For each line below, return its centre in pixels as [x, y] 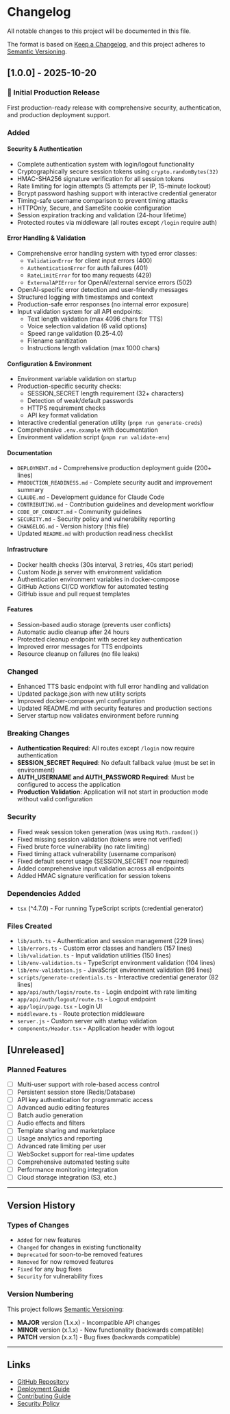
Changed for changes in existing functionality [79, 1247]
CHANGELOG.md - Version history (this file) [73, 526]
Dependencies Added [44, 893]
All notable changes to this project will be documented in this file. [99, 31]
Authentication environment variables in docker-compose [98, 579]
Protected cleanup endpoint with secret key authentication [100, 639]
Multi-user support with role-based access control [88, 1084]
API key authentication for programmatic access [85, 1100]
